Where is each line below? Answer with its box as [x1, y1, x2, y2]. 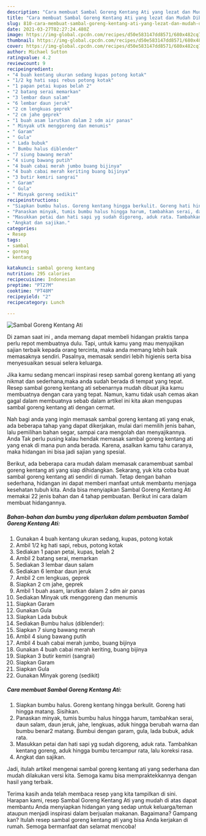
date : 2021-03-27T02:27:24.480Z [7, 26, 89, 32]
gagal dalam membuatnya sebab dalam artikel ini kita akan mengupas [7, 397, 183, 405]
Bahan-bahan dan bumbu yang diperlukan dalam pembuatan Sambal [7, 513, 189, 520]
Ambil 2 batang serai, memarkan [15, 555, 98, 562]
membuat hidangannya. [7, 499, 67, 506]
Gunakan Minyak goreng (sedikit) [15, 672, 100, 679]
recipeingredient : [7, 66, 54, 72]
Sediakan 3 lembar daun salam [15, 561, 94, 569]
